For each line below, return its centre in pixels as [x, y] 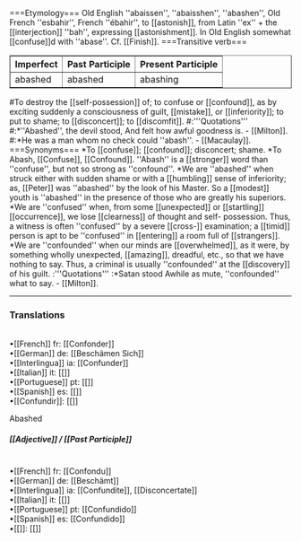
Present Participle [179, 64]
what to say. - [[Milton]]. [54, 283]
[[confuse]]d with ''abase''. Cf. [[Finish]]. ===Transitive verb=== [129, 41]
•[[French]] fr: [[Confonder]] [62, 344]
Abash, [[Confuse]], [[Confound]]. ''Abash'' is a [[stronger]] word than [139, 159]
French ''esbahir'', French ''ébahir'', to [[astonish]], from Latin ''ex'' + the [143, 22]
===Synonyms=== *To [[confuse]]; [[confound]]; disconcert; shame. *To [146, 150]
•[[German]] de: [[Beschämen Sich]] [77, 354]
